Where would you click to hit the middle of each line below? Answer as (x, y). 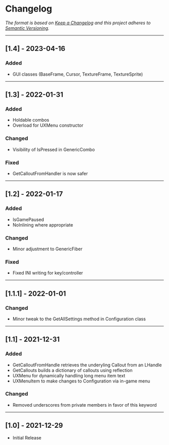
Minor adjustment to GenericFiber (48, 249)
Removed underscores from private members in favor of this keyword (84, 405)
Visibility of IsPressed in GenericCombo (54, 149)
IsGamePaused (28, 219)
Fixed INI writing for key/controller (48, 273)
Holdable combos (31, 120)
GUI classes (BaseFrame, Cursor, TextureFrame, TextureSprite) (78, 74)
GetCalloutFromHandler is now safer (50, 173)
